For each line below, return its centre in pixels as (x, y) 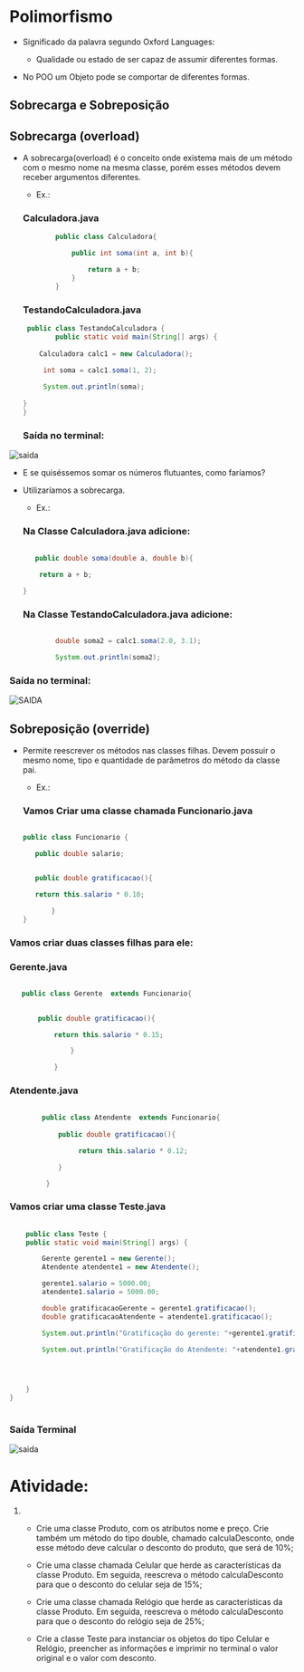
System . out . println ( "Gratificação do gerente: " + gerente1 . (156, 1333)
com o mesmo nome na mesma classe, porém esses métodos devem (152, 168)
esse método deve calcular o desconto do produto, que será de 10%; (165, 1548)
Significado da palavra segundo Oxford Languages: (119, 42)
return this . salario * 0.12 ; (133, 1151)
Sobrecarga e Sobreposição (90, 106)
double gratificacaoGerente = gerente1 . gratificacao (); (149, 1308)
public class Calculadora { (106, 237)
